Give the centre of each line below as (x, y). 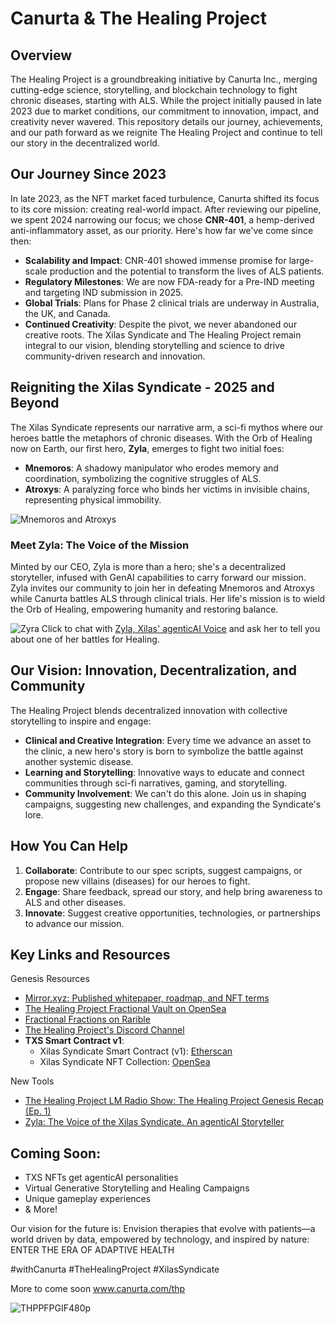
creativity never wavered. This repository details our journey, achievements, (166, 121)
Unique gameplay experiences (88, 1199)
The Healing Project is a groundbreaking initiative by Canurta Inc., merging (164, 79)
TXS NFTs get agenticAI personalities (101, 1178)
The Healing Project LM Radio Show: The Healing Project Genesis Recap (174, 1101)
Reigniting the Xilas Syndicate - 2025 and (142, 387)
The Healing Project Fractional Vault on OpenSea (125, 1009)
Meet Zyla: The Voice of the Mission (100, 545)
